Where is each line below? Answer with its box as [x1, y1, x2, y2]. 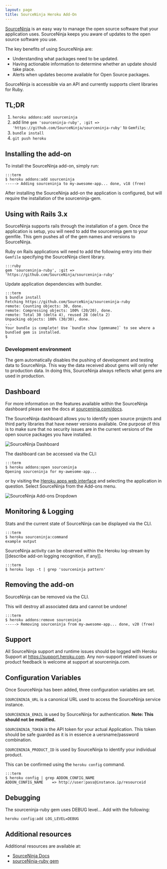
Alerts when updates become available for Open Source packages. [12, 71, 151, 77]
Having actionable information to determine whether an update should [12, 61, 157, 67]
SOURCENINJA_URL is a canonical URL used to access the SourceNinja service [5, 696, 161, 702]
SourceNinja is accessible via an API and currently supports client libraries [5, 81, 158, 87]
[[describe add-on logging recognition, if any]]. [5, 553, 102, 559]
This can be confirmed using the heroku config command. [5, 761, 126, 768]
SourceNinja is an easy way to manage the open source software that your [5, 25, 159, 31]
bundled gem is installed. [5, 330, 61, 335]
